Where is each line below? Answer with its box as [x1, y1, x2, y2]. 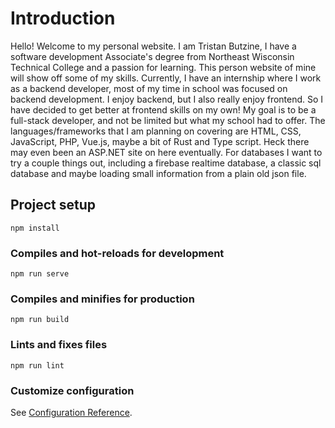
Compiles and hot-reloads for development [10, 246, 225, 260]
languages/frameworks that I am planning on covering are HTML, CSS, [10, 125, 302, 137]
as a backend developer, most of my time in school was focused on [10, 82, 288, 94]
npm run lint [10, 360, 65, 371]
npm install [10, 223, 60, 233]
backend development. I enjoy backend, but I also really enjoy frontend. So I [10, 93, 324, 105]
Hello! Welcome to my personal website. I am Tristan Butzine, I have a [10, 40, 297, 52]
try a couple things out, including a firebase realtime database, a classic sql [10, 157, 322, 169]
